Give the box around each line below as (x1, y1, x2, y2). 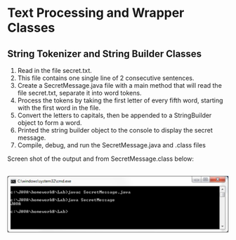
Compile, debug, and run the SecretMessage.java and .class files (17, 141, 206, 149)
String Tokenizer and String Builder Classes (7, 48, 202, 60)
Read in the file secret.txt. (17, 67, 93, 74)
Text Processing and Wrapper (7, 5, 185, 21)
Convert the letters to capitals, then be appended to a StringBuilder (17, 111, 212, 119)
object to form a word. (17, 119, 82, 127)
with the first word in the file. (17, 104, 101, 112)
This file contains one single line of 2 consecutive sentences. (17, 74, 195, 82)
